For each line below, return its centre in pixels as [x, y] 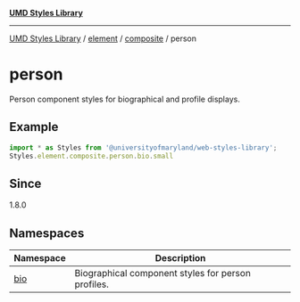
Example [34, 127]
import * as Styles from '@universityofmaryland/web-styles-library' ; [143, 147]
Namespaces [47, 233]
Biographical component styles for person [163, 273]
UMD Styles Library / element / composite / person [103, 38]
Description [180, 258]
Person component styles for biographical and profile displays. [125, 99]
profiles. [92, 284]
